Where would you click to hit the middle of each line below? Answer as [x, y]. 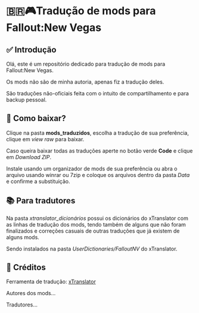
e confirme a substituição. [38, 181]
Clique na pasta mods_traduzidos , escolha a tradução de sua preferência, [98, 133]
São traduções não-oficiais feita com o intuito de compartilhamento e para [98, 93]
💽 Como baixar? [36, 118]
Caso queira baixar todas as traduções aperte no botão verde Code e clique [99, 151]
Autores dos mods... [31, 293]
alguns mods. [23, 237]
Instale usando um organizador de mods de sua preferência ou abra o [92, 168]
